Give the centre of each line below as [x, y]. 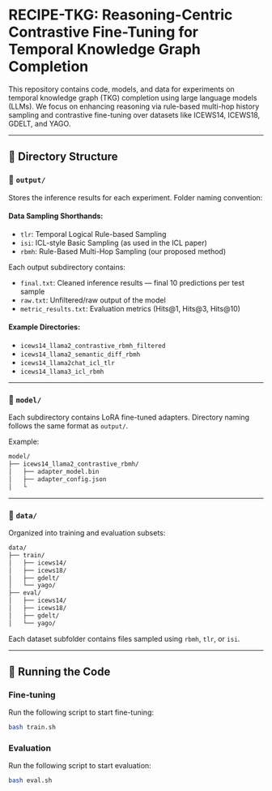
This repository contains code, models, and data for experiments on [121, 89]
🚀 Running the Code [59, 672]
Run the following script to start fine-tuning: [81, 712]
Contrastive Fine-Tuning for [103, 32]
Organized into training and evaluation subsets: [87, 533]
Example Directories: [45, 327]
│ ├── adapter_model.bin [54, 472]
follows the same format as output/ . [68, 426]
